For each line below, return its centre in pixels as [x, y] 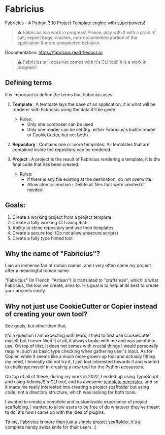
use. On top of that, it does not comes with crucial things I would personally [82, 346]
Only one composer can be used [60, 124]
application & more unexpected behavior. [59, 42]
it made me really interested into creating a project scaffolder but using [77, 387]
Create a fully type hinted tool [42, 238]
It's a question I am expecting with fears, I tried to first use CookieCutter [78, 336]
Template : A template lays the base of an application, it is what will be [84, 104]
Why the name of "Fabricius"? [52, 254]
